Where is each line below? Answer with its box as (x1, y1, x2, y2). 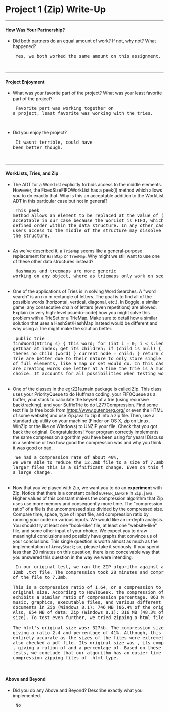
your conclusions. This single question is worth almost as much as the (12, 538, 158, 544)
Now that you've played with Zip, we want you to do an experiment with (12, 484, 162, 491)
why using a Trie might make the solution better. (12, 325, 112, 331)
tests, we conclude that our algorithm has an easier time (12, 650, 161, 655)
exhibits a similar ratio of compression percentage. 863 (12, 594, 159, 600)
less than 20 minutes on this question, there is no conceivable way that (12, 549, 160, 555)
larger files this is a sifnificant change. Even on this (12, 464, 159, 470)
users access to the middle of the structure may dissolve (12, 227, 161, 233)
